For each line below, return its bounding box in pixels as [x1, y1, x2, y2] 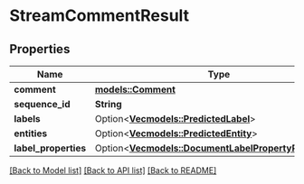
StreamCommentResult [9, 5, 190, 26]
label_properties [14, 142, 87, 154]
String [94, 98, 122, 110]
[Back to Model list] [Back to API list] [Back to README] [9, 165, 217, 176]
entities [14, 127, 48, 140]
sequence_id [14, 98, 71, 110]
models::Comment [94, 83, 176, 96]
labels [14, 113, 41, 124]
